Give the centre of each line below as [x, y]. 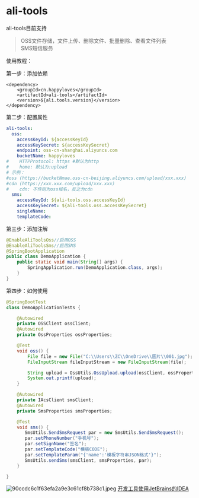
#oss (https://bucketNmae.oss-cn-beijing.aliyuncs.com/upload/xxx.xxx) [96, 178]
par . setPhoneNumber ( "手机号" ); [62, 438]
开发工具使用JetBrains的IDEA [153, 489]
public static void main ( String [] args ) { [70, 262]
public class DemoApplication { [46, 256]
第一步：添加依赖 [27, 73]
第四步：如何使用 [27, 291]
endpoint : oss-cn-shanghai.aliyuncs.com [67, 150]
